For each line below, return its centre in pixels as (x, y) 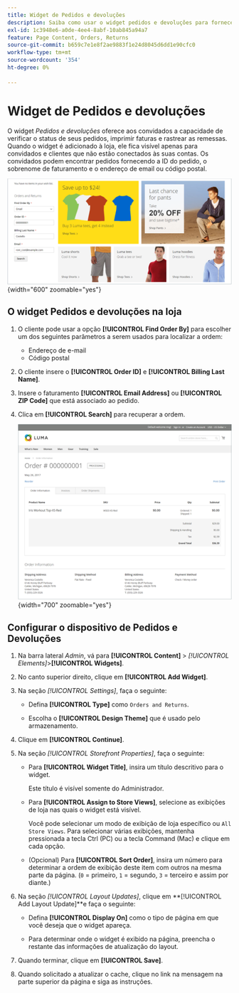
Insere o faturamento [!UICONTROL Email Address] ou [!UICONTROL (120, 393)
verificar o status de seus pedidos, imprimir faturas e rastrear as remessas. (117, 138)
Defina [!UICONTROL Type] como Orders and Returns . (109, 704)
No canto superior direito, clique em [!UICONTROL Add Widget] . (113, 677)
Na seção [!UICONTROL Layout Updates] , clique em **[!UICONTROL (119, 896)
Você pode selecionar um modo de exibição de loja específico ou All (130, 824)
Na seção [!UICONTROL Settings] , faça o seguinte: (92, 691)
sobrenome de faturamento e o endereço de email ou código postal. (107, 168)
